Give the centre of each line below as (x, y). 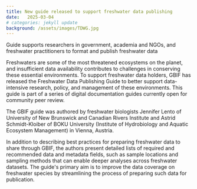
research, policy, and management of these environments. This (106, 88)
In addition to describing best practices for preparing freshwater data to (93, 142)
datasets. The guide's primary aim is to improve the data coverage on (91, 167)
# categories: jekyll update (42, 22)
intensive (17, 88)
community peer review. (35, 100)
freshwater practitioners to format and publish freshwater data (82, 51)
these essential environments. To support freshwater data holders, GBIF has (98, 75)
